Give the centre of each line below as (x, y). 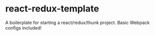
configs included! (23, 27)
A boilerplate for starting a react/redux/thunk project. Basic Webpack (77, 22)
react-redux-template (52, 9)
